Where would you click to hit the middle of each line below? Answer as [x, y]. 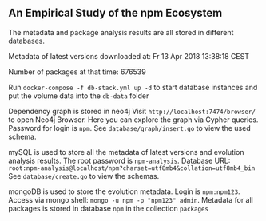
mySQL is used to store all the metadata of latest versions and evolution [126, 152]
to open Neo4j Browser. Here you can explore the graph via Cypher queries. [133, 120]
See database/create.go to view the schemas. [84, 176]
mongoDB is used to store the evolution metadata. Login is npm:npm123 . [125, 191]
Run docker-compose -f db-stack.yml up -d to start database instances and [133, 87]
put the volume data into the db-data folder [79, 96]
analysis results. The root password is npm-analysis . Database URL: [119, 160]
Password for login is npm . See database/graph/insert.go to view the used [129, 128]
